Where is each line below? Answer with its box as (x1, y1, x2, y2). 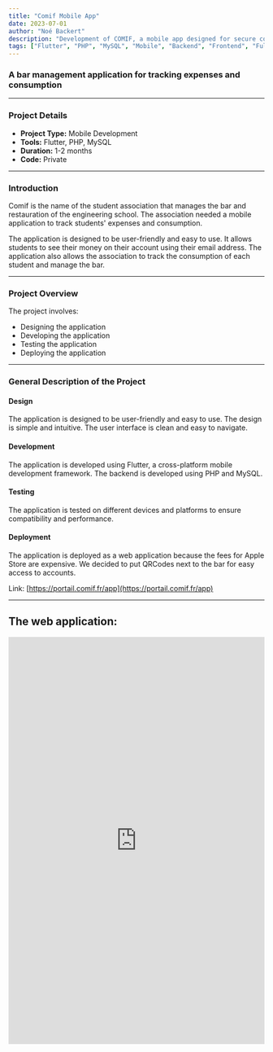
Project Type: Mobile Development (19, 128, 138, 138)
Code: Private (19, 154, 67, 164)
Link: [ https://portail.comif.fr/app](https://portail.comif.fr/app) (8, 584, 214, 594)
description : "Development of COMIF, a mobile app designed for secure (8, 34, 256, 43)
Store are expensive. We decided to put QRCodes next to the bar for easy (8, 559, 254, 569)
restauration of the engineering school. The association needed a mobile (8, 209, 252, 220)
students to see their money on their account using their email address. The (8, 243, 262, 252)
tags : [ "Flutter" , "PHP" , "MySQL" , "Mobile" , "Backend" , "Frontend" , (8, 42, 249, 50)
